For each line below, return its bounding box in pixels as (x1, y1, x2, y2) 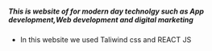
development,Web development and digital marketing (8, 14, 193, 24)
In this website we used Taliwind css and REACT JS (19, 34, 192, 44)
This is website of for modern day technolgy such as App (8, 6, 204, 16)
